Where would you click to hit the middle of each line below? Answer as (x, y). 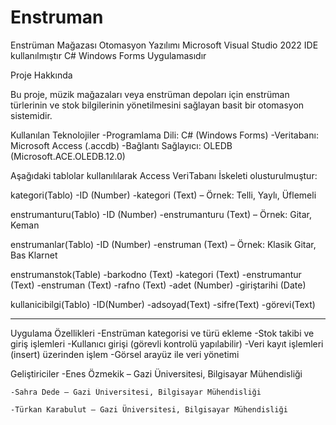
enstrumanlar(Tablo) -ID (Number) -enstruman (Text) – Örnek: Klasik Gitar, (163, 244)
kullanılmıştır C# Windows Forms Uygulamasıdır (108, 55)
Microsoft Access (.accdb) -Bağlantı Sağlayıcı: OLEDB (121, 145)
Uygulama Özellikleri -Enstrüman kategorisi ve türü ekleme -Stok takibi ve (162, 333)
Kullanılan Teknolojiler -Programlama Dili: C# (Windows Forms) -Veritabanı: (164, 135)
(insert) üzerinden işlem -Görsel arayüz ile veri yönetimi (125, 354)
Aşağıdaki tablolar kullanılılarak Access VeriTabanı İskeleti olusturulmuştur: (164, 175)
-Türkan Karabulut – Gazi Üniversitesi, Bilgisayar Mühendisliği (149, 409)
